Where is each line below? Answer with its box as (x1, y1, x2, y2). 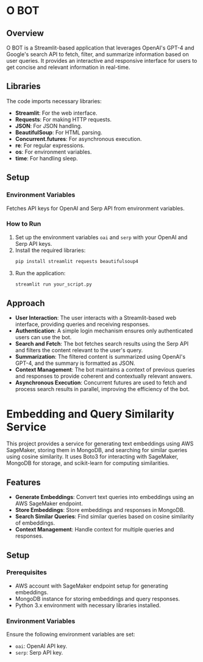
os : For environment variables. (15, 148, 92, 156)
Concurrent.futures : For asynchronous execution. (15, 135, 142, 142)
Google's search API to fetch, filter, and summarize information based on (6, 51, 189, 58)
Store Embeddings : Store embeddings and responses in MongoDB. (15, 506, 185, 514)
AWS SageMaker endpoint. (15, 500, 84, 507)
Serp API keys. (15, 240, 52, 247)
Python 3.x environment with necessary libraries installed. (15, 602, 161, 609)
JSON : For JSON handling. (15, 122, 82, 129)
